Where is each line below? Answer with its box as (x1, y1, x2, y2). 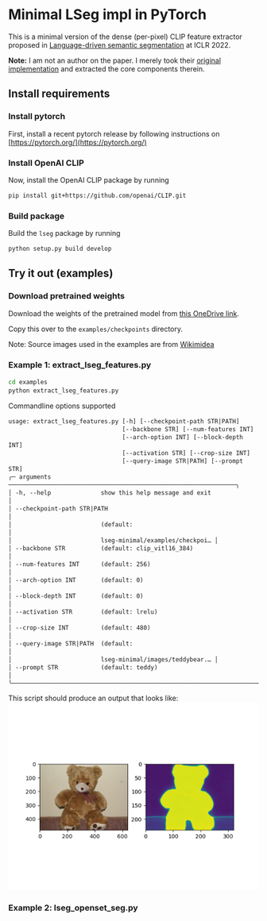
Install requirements (8, 87, 110, 101)
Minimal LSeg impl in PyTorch (8, 6, 207, 24)
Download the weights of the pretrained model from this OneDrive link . (8, 308, 240, 318)
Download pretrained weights (8, 291, 126, 302)
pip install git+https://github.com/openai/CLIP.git (8, 191, 187, 199)
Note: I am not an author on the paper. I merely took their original (8, 56, 221, 65)
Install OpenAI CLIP (8, 157, 85, 168)
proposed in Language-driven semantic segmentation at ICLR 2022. (8, 40, 231, 49)
